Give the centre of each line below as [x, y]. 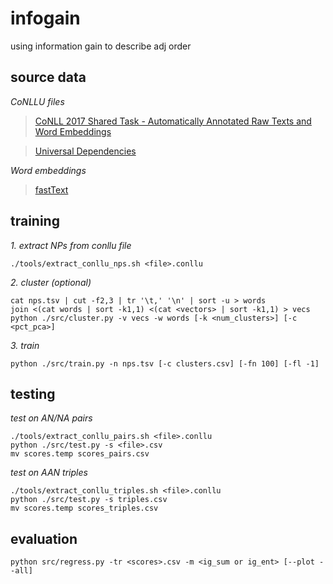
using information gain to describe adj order [101, 46]
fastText [51, 189]
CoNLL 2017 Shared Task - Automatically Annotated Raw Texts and [173, 121]
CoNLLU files [37, 101]
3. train [25, 345]
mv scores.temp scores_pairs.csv [80, 454]
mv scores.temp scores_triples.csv [84, 508]
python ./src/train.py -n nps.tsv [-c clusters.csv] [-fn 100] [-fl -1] [165, 363]
